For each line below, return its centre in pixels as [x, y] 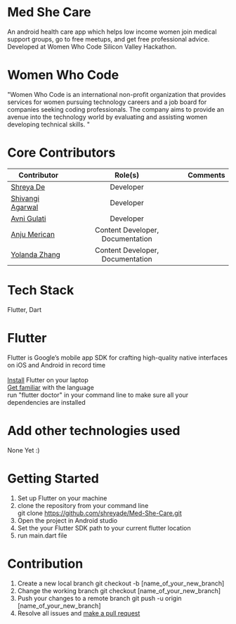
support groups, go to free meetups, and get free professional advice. [109, 39]
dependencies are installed [46, 402]
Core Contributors [61, 153]
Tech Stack [41, 290]
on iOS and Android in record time [57, 365]
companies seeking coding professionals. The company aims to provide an [116, 109]
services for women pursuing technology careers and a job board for [107, 102]
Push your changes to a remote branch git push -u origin [99, 598]
